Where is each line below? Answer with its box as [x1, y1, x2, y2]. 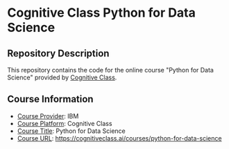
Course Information [7, 93, 94, 105]
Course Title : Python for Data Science [17, 127, 126, 135]
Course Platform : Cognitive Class [17, 119, 112, 127]
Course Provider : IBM [17, 111, 79, 120]
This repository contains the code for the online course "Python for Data [7, 66, 214, 74]
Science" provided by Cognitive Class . [7, 73, 117, 81]
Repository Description [7, 47, 110, 59]
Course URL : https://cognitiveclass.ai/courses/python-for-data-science [17, 134, 222, 142]
